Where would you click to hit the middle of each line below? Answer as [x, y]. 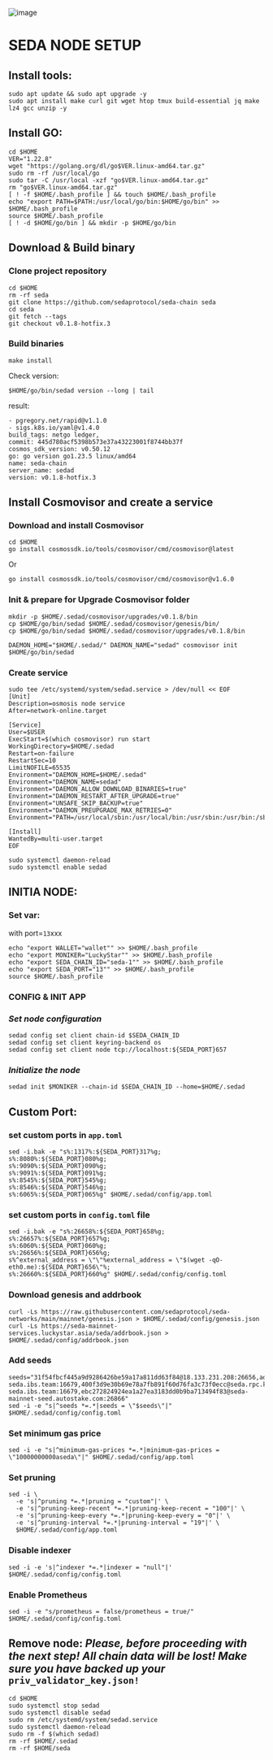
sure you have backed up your [87, 1669]
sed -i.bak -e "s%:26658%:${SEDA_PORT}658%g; [87, 1232]
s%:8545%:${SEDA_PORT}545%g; [58, 1180]
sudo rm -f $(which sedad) [54, 1734]
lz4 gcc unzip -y [38, 108]
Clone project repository [58, 271]
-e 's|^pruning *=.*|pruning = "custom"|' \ [92, 1501]
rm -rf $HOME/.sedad [43, 1741]
